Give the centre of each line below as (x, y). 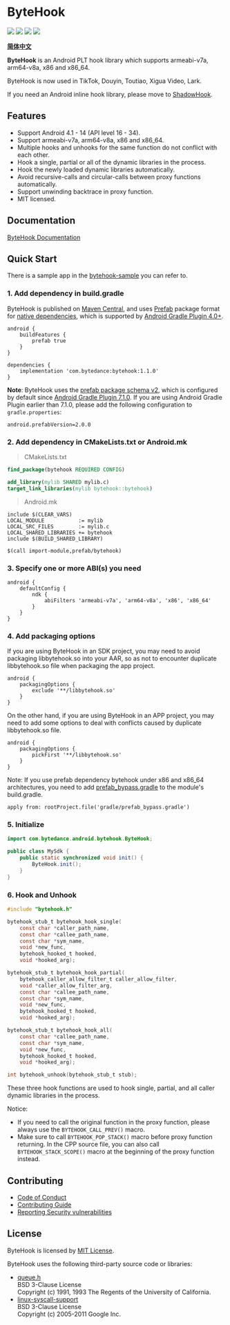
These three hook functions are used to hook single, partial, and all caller (111, 1088)
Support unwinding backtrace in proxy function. (85, 192)
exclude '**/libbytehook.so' (74, 691)
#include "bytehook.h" (40, 909)
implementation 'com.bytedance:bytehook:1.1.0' (89, 371)
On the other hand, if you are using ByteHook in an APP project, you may (111, 716)
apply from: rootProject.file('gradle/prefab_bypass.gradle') (98, 807)
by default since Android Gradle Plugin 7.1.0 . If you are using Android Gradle (115, 397)
